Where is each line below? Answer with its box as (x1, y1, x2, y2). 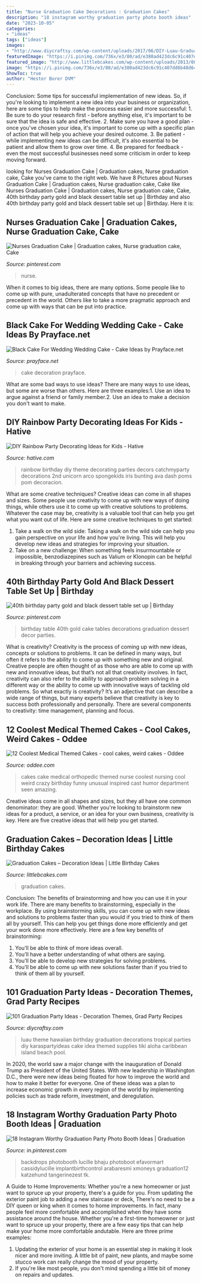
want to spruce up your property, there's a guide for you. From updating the (6, 1189, 193, 1196)
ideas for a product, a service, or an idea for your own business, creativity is (6, 811, 194, 818)
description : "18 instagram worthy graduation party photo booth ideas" (6, 14, 191, 20)
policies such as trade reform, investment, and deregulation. (6, 1092, 154, 1100)
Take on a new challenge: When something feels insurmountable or (14, 546, 181, 553)
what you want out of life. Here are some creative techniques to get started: (6, 516, 193, 523)
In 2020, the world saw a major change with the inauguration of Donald (6, 1060, 182, 1067)
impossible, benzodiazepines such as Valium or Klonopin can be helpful (14, 553, 192, 560)
